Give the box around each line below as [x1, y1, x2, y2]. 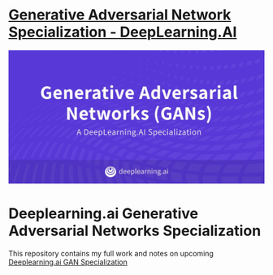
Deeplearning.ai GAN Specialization [8, 257, 128, 267]
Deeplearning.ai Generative [8, 204, 199, 223]
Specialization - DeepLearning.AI [8, 23, 237, 41]
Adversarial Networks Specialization [8, 221, 262, 240]
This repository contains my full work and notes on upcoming [8, 249, 214, 259]
